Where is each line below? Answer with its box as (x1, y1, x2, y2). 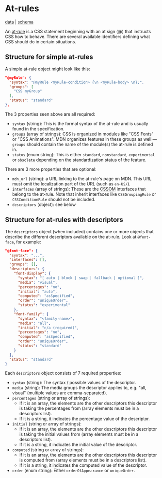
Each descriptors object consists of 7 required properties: (5, 370, 122, 376)
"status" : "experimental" (17, 303, 70, 308)
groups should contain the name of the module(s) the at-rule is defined (12, 141, 153, 147)
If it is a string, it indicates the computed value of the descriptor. (19, 462, 147, 468)
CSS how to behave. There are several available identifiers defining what (5, 34, 150, 39)
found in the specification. (12, 126, 65, 131)
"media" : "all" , (17, 321, 51, 326)
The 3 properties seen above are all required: (5, 111, 96, 117)
